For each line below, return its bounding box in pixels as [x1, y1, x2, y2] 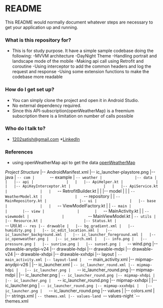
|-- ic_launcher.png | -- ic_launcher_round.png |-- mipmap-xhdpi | [19, 272, 155, 278]
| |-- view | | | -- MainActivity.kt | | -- [5, 208, 149, 214]
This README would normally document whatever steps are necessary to [5, 19, 153, 25]
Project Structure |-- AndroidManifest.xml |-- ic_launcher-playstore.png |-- [5, 169, 156, 175]
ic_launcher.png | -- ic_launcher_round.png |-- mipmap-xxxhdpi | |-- [5, 282, 152, 288]
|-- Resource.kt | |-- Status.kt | [5, 219, 117, 224]
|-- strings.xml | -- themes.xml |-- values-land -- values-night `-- [5, 293, 140, 299]
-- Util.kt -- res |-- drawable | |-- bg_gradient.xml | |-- [5, 223, 135, 229]
